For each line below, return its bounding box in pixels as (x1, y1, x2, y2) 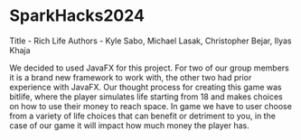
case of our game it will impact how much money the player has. (9, 119, 250, 131)
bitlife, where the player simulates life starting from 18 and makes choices (9, 91, 283, 102)
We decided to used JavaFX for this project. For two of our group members (9, 62, 289, 73)
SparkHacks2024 (9, 5, 145, 26)
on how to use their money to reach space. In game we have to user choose (9, 100, 292, 111)
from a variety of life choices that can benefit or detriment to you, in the (9, 110, 276, 121)
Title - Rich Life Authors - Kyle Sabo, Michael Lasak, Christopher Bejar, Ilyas (9, 35, 292, 46)
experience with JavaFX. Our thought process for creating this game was (9, 81, 282, 92)
